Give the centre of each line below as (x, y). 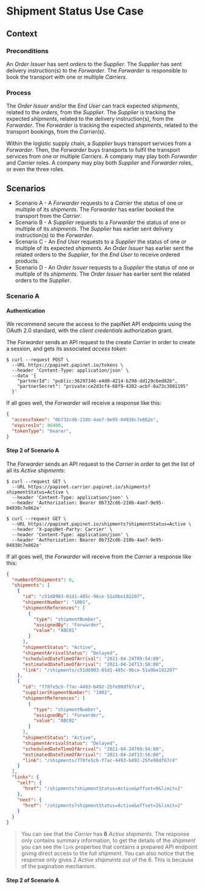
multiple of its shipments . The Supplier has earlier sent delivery (94, 228)
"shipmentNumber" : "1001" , (56, 602)
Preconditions (28, 51)
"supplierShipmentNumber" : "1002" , (67, 693)
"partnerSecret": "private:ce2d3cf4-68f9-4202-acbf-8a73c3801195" (103, 387)
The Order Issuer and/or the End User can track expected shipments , (93, 106)
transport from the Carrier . (48, 216)
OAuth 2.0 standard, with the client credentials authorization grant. (90, 331)
